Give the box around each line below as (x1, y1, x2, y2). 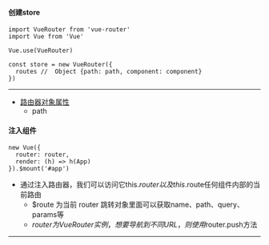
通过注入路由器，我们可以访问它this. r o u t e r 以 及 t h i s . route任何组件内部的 (19, 180, 254, 190)
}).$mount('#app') (8, 165, 70, 173)
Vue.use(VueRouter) (8, 46, 74, 55)
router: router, (15, 151, 70, 159)
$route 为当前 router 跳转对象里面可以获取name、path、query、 (31, 200, 244, 210)
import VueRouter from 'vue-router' (8, 26, 130, 34)
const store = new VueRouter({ (8, 61, 113, 69)
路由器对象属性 (19, 97, 70, 107)
